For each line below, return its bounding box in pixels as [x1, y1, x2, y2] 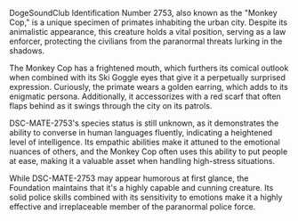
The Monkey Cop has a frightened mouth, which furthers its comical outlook [9, 62, 289, 73]
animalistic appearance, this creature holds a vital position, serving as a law [9, 27, 286, 37]
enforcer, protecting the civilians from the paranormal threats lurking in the [9, 36, 283, 46]
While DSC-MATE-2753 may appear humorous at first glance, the [9, 173, 249, 184]
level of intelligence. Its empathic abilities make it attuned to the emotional [9, 137, 280, 147]
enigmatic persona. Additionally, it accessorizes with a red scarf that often [9, 91, 282, 102]
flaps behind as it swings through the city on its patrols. [9, 101, 213, 110]
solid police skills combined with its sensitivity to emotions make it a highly [9, 192, 283, 202]
